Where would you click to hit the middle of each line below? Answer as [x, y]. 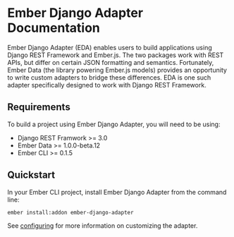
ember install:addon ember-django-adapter [70, 212]
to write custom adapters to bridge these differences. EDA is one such [109, 77]
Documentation [54, 28]
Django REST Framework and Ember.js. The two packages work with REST [116, 55]
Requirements [39, 107]
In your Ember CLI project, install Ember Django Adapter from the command [117, 192]
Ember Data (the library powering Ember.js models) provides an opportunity [117, 70]
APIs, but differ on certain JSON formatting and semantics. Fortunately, [111, 62]
